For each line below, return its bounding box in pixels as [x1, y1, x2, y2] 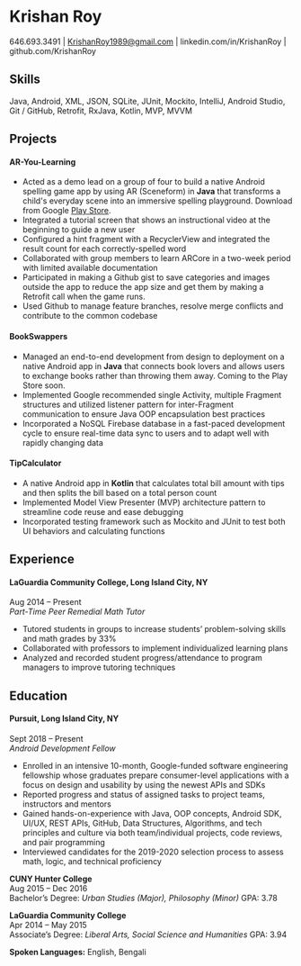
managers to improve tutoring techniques [22, 662, 176, 673]
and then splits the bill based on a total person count [22, 487, 217, 498]
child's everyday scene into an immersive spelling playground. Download [22, 195, 293, 206]
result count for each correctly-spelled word [22, 243, 187, 254]
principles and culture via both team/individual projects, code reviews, [22, 826, 283, 838]
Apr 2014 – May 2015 [9, 919, 87, 930]
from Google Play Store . [22, 205, 111, 216]
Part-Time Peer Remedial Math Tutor [9, 606, 146, 618]
